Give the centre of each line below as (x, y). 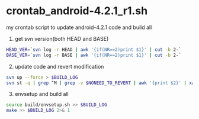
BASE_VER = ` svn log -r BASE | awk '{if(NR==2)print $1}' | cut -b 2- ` (94, 55)
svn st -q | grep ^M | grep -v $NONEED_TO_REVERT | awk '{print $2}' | (97, 83)
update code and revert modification (59, 66)
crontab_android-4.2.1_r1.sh (77, 11)
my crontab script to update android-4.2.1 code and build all (79, 27)
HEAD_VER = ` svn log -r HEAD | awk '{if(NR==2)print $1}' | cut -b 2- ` (94, 49)
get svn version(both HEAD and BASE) (62, 38)
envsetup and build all (42, 94)
